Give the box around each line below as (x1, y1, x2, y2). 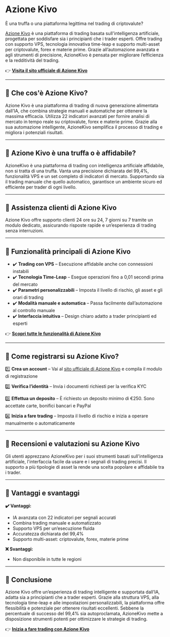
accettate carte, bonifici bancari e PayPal (5, 403, 91, 409)
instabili (12, 268, 29, 275)
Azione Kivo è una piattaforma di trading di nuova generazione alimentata (5, 102, 158, 108)
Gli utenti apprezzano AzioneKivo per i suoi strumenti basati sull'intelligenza (5, 453, 163, 459)
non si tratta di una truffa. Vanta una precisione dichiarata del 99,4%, (5, 168, 149, 174)
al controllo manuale (12, 308, 55, 314)
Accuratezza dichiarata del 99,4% (12, 530, 84, 537)
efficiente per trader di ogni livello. (5, 184, 77, 190)
